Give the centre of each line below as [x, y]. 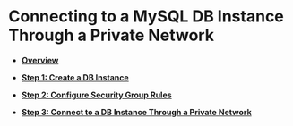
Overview [40, 60]
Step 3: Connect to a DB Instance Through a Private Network [136, 112]
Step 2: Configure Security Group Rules [96, 95]
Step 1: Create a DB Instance [75, 77]
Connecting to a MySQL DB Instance [146, 17]
